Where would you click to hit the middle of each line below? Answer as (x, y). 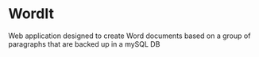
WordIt (31, 14)
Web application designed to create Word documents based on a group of (129, 36)
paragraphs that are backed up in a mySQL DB (84, 44)
